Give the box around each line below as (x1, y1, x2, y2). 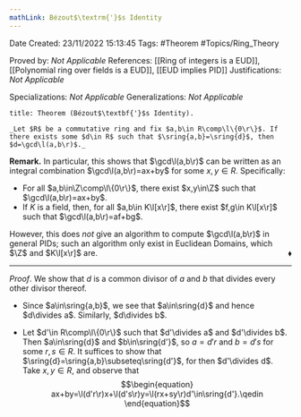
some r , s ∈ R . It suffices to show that (21, 345, 162, 356)
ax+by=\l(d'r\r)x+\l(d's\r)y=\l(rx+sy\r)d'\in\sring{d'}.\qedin (50, 388, 264, 399)
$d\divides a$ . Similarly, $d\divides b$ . (21, 310, 168, 320)
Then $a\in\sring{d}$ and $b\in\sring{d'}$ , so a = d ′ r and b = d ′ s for (21, 336, 274, 347)
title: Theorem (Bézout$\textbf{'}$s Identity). (9, 108, 194, 117)
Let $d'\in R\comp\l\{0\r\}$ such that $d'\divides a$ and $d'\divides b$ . (21, 327, 288, 337)
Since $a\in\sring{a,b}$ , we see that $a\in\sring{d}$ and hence (21, 300, 255, 311)
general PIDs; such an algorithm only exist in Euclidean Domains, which (9, 238, 273, 249)
